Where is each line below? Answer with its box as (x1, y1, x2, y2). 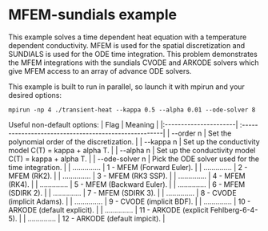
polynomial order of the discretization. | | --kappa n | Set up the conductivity (8, 136, 260, 146)
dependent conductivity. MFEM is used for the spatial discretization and (8, 40, 246, 50)
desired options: (8, 90, 62, 99)
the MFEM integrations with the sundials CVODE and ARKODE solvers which (8, 58, 259, 67)
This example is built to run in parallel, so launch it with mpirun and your (8, 82, 246, 91)
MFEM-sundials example (8, 6, 178, 24)
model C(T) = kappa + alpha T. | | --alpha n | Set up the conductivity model (8, 145, 256, 155)
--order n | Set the (171, 128, 232, 138)
